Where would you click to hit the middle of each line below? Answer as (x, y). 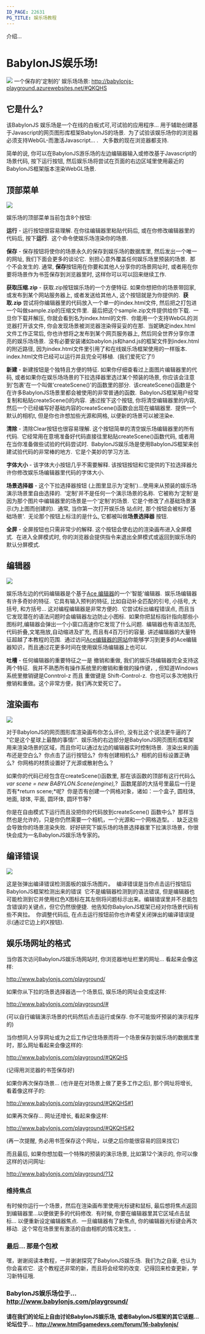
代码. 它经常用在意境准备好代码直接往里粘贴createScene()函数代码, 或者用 (100, 436)
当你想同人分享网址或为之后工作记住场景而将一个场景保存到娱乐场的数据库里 (103, 1038)
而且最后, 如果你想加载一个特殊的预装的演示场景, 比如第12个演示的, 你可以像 (102, 1154)
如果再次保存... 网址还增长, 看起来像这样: (58, 1116)
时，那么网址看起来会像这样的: (45, 1045)
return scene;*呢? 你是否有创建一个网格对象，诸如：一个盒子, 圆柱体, (108, 791)
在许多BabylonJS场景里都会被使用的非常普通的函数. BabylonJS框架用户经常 (102, 393)
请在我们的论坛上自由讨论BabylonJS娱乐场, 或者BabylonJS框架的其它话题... (102, 1317)
